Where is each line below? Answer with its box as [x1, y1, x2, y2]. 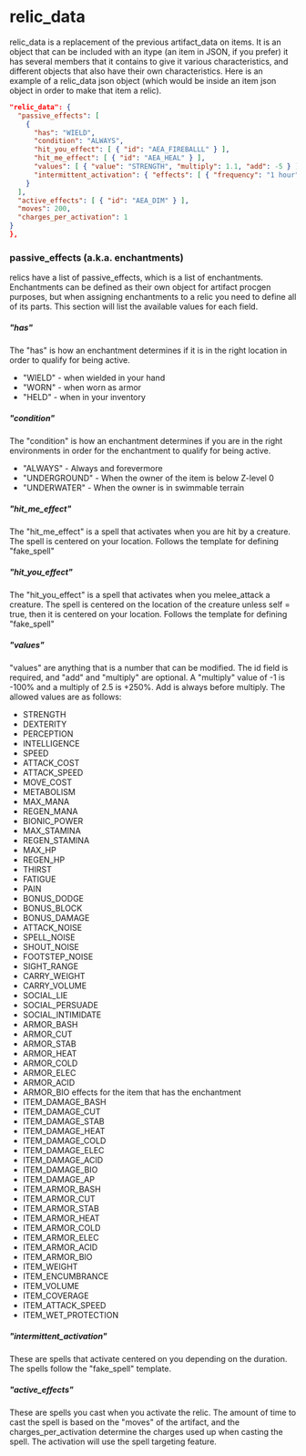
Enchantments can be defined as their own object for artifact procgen [9, 282, 271, 293]
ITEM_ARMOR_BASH [22, 1183, 102, 1195]
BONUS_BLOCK [22, 903, 83, 914]
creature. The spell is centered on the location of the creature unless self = [9, 599, 291, 610]
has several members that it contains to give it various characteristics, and [9, 56, 289, 67]
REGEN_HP [22, 854, 66, 865]
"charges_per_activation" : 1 [17, 212, 128, 222]
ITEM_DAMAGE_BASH [22, 1097, 107, 1108]
